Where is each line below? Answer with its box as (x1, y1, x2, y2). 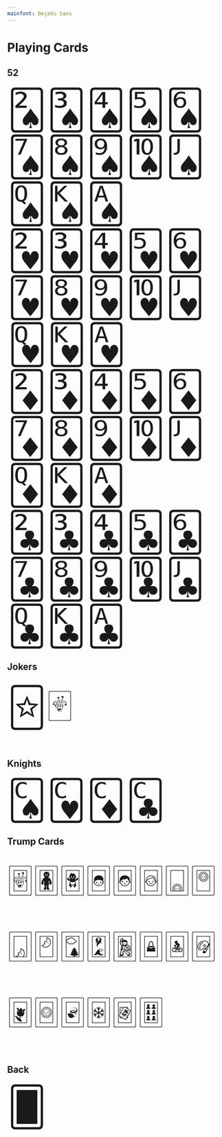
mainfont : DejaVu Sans (7, 10, 72, 17)
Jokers (7, 661, 38, 673)
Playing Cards (7, 39, 89, 55)
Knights (7, 758, 42, 769)
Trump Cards (7, 835, 65, 847)
